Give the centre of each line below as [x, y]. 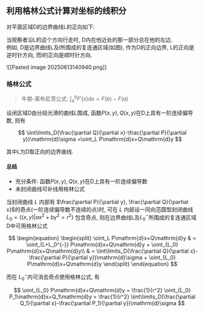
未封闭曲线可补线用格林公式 [50, 189]
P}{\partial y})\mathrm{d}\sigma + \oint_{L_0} [119, 258]
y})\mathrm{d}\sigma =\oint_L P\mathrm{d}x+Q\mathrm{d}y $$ [102, 139]
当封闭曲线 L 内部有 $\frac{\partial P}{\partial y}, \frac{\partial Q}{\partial [97, 202]
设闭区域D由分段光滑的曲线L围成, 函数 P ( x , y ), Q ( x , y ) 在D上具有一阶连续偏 [97, 113]
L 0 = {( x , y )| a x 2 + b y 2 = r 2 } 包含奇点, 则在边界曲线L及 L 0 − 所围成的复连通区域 [101, 217]
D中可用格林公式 [27, 226]
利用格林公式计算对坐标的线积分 [66, 11]
